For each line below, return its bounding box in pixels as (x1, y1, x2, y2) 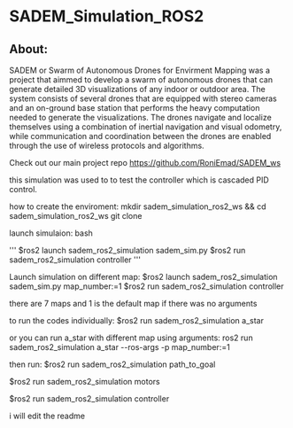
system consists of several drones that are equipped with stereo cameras (9, 93, 277, 104)
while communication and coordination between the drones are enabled (9, 131, 272, 141)
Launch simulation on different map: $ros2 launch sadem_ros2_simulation (9, 272, 278, 282)
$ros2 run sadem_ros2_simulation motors (9, 377, 161, 386)
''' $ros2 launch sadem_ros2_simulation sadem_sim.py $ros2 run (9, 245, 246, 255)
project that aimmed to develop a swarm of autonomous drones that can (9, 74, 273, 85)
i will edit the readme (9, 410, 86, 421)
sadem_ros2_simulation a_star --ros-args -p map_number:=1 (9, 342, 230, 352)
